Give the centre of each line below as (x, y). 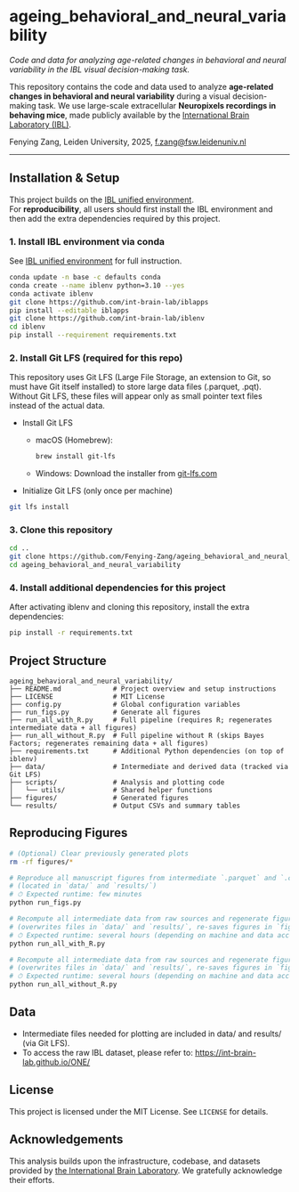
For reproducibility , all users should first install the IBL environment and (141, 209)
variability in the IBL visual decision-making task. (99, 69)
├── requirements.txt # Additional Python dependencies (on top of (147, 751)
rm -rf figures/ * (41, 862)
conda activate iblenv (51, 294)
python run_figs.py (45, 903)
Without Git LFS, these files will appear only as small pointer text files (136, 396)
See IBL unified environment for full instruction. (96, 261)
